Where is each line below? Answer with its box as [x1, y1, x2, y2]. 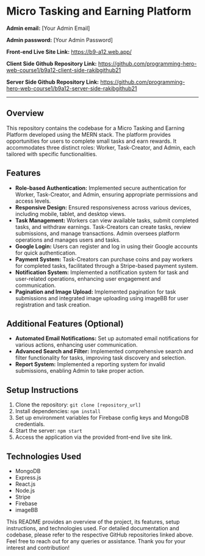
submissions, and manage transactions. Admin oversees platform [15, 229, 180, 237]
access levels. [15, 197, 51, 204]
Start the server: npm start [15, 427, 82, 435]
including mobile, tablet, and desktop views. [15, 210, 126, 217]
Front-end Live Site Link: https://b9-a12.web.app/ [6, 48, 132, 56]
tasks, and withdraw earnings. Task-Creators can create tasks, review [15, 223, 191, 230]
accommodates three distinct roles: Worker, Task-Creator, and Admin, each [6, 143, 196, 151]
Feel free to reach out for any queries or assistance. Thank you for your [6, 538, 186, 544]
